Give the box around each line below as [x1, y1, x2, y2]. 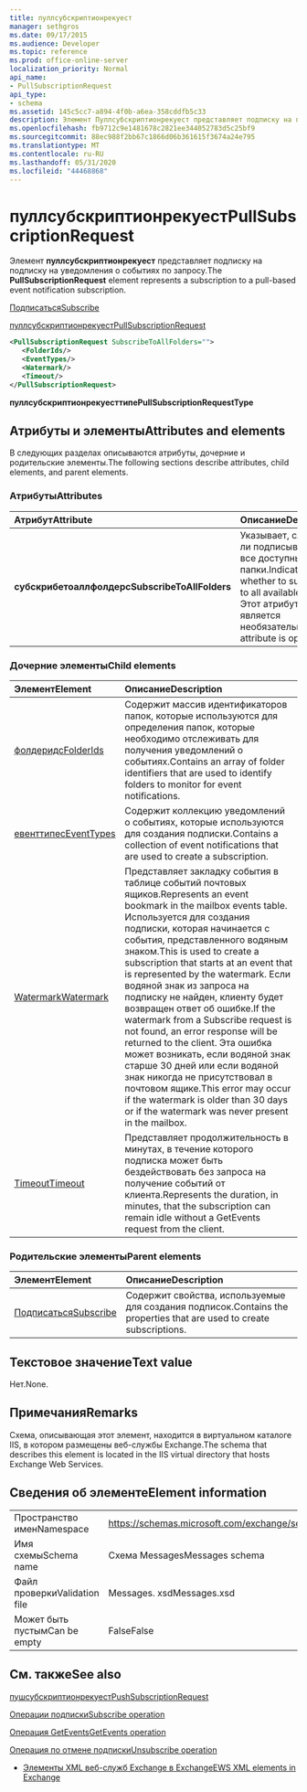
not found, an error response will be [124, 1025, 279, 1038]
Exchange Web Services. [9, 1458, 104, 1469]
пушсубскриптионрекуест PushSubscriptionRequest [9, 1691, 209, 1701]
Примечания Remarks [9, 1405, 139, 1421]
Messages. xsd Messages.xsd [108, 1586, 236, 1599]
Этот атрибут [239, 597, 300, 610]
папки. [239, 563, 270, 576]
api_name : [9, 73, 48, 82]
